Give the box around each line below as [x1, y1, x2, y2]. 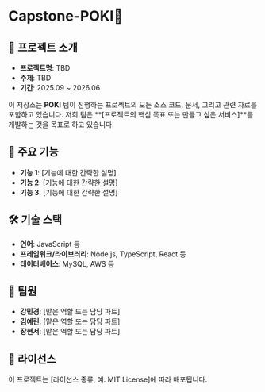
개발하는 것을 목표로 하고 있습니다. [8, 120, 114, 129]
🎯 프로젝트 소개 [8, 40, 78, 54]
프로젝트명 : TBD [19, 63, 71, 72]
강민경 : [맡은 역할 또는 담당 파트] [19, 307, 121, 317]
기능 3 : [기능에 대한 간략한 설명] [19, 187, 118, 197]
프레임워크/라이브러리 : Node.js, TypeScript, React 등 [19, 249, 186, 259]
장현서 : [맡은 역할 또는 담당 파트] [19, 327, 121, 336]
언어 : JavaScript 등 [19, 239, 81, 248]
